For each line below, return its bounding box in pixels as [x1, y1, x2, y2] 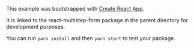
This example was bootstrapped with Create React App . [6, 5, 145, 12]
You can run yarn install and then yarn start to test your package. [6, 35, 175, 41]
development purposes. [6, 23, 65, 30]
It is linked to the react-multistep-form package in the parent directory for [6, 17, 188, 23]
